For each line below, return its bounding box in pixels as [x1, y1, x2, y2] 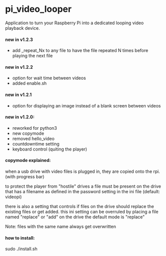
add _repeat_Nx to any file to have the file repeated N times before [12, 48, 149, 53]
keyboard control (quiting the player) [12, 146, 88, 152]
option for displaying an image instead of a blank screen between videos [12, 102, 161, 108]
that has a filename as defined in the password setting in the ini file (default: [5, 188, 160, 194]
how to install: [5, 235, 35, 241]
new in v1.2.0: [5, 114, 35, 120]
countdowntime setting [12, 141, 59, 147]
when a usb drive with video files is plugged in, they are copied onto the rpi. [5, 168, 160, 174]
